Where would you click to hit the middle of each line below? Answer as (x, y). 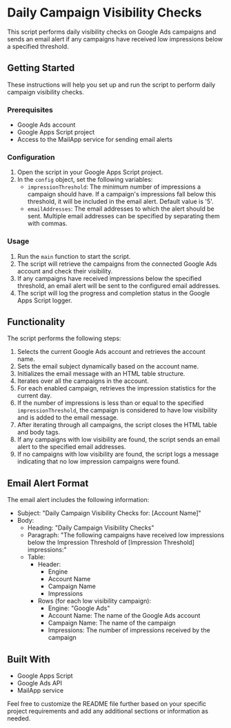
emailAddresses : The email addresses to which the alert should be (121, 209)
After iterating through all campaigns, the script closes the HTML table (117, 425)
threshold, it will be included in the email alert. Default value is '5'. (120, 202)
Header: (49, 564)
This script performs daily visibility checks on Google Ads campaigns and (112, 32)
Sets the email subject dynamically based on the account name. (108, 366)
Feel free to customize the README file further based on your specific (107, 704)
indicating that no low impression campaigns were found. (99, 461)
